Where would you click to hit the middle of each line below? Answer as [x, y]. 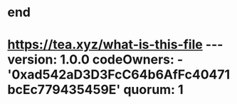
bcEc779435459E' [64, 90]
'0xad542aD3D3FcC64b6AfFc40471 [119, 75]
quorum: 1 [153, 90]
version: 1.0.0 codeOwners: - [95, 60]
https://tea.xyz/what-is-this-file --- [115, 45]
